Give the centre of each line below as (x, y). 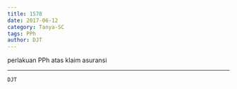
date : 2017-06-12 (33, 20)
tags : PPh (22, 34)
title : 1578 (25, 14)
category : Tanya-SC (36, 27)
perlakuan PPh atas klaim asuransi (57, 60)
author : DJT (25, 40)
